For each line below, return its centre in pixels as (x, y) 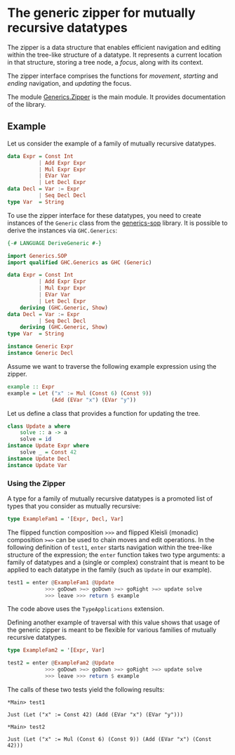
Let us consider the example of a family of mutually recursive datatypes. (112, 143)
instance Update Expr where (48, 446)
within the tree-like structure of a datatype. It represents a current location (115, 55)
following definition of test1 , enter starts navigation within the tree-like (110, 547)
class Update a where (39, 426)
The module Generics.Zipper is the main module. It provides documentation (116, 97)
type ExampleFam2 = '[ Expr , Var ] (56, 650)
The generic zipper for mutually (101, 13)
